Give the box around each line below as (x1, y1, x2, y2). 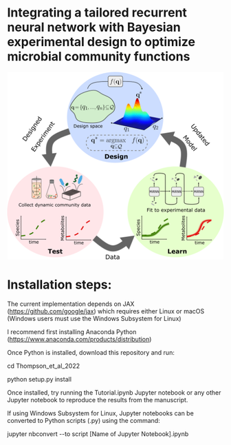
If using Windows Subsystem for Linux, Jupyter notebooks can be (7, 408, 194, 417)
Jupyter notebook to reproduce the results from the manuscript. (7, 395, 188, 404)
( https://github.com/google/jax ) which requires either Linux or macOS (7, 307, 205, 315)
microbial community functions (7, 49, 190, 65)
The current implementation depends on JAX (7, 300, 135, 308)
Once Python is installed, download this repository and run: (7, 348, 175, 356)
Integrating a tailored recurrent (7, 5, 188, 21)
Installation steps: (7, 277, 112, 293)
